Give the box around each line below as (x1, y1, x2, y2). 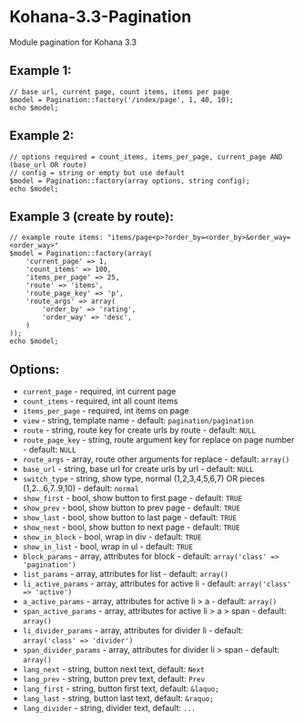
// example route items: (9, 233, 104, 243)
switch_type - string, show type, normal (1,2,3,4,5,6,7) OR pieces (22, 473, 266, 485)
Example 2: (9, 128, 75, 143)
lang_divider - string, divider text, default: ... (22, 703, 197, 714)
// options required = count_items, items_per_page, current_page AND (9, 152, 283, 162)
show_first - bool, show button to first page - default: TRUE (22, 493, 243, 504)
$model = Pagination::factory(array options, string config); (9, 176, 250, 185)
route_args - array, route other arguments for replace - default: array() (22, 454, 290, 465)
